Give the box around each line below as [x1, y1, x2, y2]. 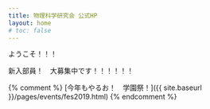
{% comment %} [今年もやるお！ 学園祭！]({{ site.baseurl [8, 83, 203, 92]
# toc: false [8, 26, 52, 34]
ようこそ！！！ [8, 49, 57, 59]
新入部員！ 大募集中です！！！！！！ [8, 66, 134, 76]
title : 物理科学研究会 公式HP [8, 11, 98, 20]
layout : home [8, 19, 52, 27]
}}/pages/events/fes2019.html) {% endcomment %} [8, 92, 177, 102]
